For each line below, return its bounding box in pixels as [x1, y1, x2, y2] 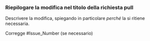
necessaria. [5, 20, 29, 26]
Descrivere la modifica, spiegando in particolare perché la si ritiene [5, 15, 145, 21]
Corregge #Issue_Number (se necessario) [5, 30, 93, 36]
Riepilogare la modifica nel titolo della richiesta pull [5, 4, 133, 11]
